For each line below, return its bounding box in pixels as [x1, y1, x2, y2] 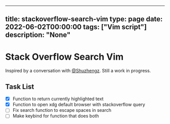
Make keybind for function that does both [12, 113, 99, 119]
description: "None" [5, 31, 71, 39]
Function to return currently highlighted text [12, 96, 104, 102]
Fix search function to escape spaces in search [12, 107, 112, 113]
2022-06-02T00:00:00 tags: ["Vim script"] [5, 23, 147, 31]
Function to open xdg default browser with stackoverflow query [12, 102, 145, 108]
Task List [5, 82, 34, 91]
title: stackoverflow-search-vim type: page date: [5, 15, 163, 23]
